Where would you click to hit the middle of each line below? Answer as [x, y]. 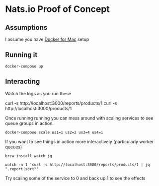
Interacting [23, 82]
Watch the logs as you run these [38, 93]
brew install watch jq [29, 156]
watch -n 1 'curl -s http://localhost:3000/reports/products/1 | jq [78, 165]
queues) [14, 147]
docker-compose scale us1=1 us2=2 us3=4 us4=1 [54, 132]
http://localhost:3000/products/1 [39, 108]
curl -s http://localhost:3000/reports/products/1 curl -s [61, 103]
